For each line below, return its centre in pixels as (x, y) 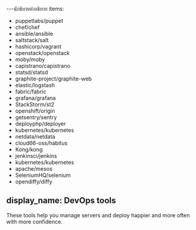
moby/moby (30, 59)
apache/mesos (34, 169)
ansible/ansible (34, 34)
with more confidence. (34, 222)
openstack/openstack (42, 53)
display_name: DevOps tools (61, 201)
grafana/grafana (35, 98)
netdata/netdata (35, 136)
